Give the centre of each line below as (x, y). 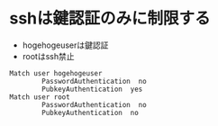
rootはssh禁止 (48, 56)
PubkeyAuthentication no (91, 112)
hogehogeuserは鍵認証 (65, 45)
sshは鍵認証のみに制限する (110, 18)
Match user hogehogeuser (56, 73)
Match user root (40, 97)
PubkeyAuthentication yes (92, 89)
